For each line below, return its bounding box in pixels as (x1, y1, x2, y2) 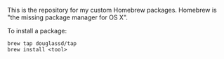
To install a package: (7, 27, 67, 35)
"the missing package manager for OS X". (7, 13, 129, 22)
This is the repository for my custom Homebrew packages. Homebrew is (7, 6, 218, 14)
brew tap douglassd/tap (7, 40, 77, 47)
